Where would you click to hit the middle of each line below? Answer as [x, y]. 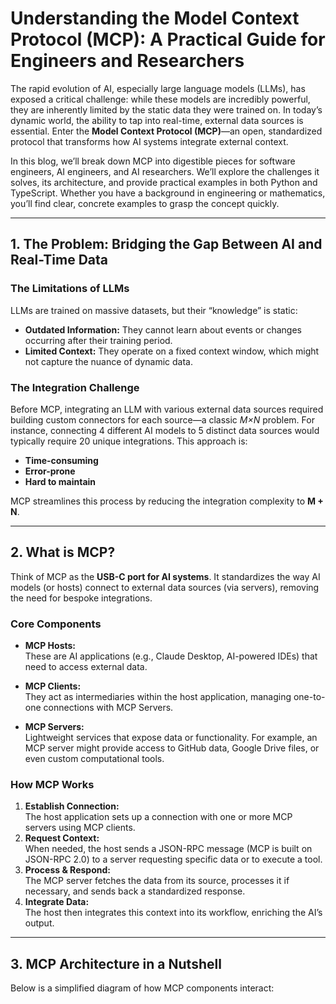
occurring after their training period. [98, 340]
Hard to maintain [60, 481]
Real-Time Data [59, 260]
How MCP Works [52, 784]
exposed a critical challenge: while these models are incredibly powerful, [160, 99]
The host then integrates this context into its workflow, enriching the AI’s [173, 913]
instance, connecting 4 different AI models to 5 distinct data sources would [165, 430]
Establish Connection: [72, 806]
